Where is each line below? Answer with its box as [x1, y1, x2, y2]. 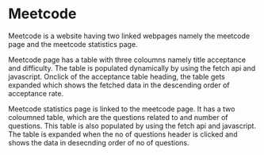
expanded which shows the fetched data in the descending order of [8, 80, 230, 90]
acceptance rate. [8, 88, 64, 98]
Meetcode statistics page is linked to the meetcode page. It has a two [8, 104, 235, 114]
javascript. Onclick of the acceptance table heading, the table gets [8, 72, 226, 81]
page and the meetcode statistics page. [8, 39, 138, 48]
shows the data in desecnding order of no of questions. [8, 138, 189, 147]
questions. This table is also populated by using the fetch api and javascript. [8, 121, 256, 130]
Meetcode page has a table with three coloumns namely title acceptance [8, 55, 247, 64]
